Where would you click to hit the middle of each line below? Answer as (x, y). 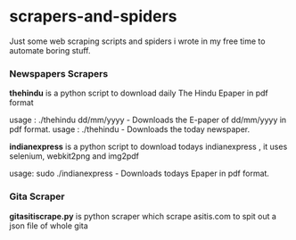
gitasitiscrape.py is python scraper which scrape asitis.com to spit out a (143, 216)
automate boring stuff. (50, 50)
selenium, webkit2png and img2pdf (74, 156)
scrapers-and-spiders (93, 17)
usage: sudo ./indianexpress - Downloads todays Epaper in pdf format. (140, 174)
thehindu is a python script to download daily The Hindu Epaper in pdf (139, 93)
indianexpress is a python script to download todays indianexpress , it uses (148, 147)
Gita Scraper (37, 196)
